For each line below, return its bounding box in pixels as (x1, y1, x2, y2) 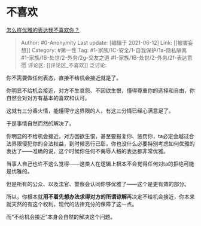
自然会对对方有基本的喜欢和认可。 (6, 94, 90, 102)
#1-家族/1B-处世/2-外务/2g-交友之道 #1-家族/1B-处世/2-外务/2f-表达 (20, 54, 187, 61)
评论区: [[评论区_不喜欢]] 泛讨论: (28, 61, 107, 69)
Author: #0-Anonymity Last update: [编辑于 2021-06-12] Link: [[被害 (20, 39, 188, 46)
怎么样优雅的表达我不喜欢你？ (6, 26, 80, 33)
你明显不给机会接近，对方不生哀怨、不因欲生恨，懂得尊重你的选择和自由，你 (6, 87, 195, 94)
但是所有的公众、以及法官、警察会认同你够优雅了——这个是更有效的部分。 (6, 180, 190, 187)
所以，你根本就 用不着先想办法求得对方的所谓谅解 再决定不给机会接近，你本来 (6, 193, 195, 200)
